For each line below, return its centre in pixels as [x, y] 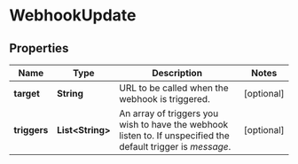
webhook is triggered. [165, 99]
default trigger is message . [175, 147]
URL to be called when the [174, 88]
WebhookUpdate [73, 16]
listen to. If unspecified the [175, 136]
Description [177, 73]
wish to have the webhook [174, 125]
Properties [39, 48]
